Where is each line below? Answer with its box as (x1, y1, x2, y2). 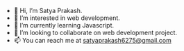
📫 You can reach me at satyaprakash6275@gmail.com (13, 37, 172, 44)
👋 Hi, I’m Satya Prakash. (13, 7, 83, 14)
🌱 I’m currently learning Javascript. (13, 21, 115, 29)
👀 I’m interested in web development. (13, 14, 120, 22)
